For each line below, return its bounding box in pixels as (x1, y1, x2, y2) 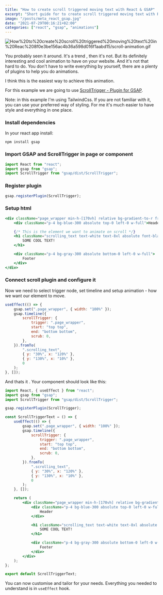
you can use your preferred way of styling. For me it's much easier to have (5, 102, 154, 108)
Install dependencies (5, 119, 56, 126)
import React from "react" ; (5, 162, 62, 167)
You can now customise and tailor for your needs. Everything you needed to (5, 580, 157, 586)
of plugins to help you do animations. (5, 68, 79, 74)
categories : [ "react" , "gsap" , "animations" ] (5, 25, 98, 30)
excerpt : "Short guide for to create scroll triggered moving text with (5, 12, 155, 17)
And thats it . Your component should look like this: (5, 378, 107, 384)
